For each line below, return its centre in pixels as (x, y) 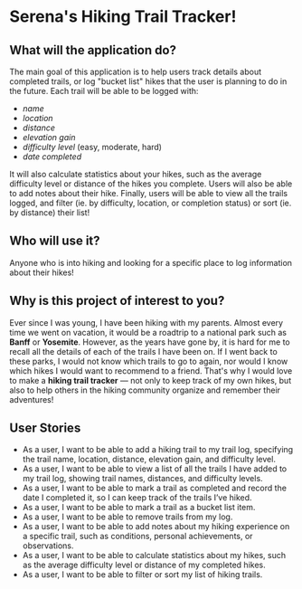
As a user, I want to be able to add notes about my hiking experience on (156, 527)
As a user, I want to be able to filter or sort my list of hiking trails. (142, 575)
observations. (48, 546)
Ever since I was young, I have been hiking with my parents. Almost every (146, 322)
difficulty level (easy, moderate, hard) (92, 147)
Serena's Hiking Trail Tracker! (123, 17)
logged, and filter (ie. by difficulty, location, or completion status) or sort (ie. (151, 203)
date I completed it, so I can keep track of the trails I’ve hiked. (137, 498)
